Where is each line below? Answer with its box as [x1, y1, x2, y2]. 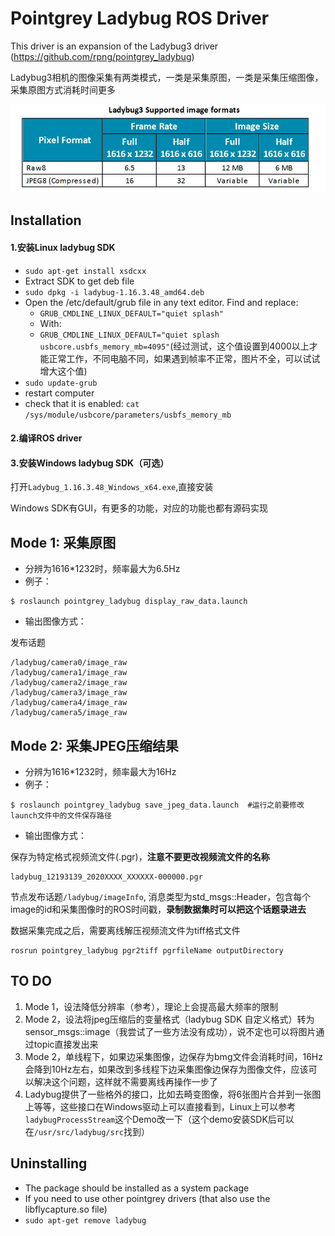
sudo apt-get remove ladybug [24, 1215, 147, 1226]
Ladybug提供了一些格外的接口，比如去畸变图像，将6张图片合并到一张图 [24, 1088, 322, 1100]
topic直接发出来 [33, 1038, 99, 1050]
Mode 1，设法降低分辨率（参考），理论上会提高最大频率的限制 [24, 1000, 279, 1012]
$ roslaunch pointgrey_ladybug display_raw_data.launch [10, 597, 248, 607]
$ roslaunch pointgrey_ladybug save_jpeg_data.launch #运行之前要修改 [10, 800, 305, 811]
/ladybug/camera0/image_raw [10, 658, 128, 668]
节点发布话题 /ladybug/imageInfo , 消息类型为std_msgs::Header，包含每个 [10, 891, 312, 903]
